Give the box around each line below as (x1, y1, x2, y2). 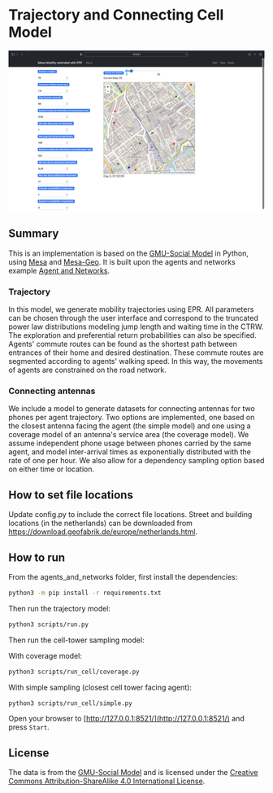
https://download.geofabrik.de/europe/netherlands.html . (8, 527, 197, 537)
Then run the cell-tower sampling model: (8, 635, 145, 645)
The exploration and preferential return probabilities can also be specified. (8, 331, 258, 340)
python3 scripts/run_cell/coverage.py (8, 668, 140, 676)
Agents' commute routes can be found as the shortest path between (8, 340, 238, 349)
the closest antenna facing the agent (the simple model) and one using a (8, 421, 251, 431)
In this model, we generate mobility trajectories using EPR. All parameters (8, 304, 254, 314)
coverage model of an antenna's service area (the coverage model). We (8, 430, 249, 440)
